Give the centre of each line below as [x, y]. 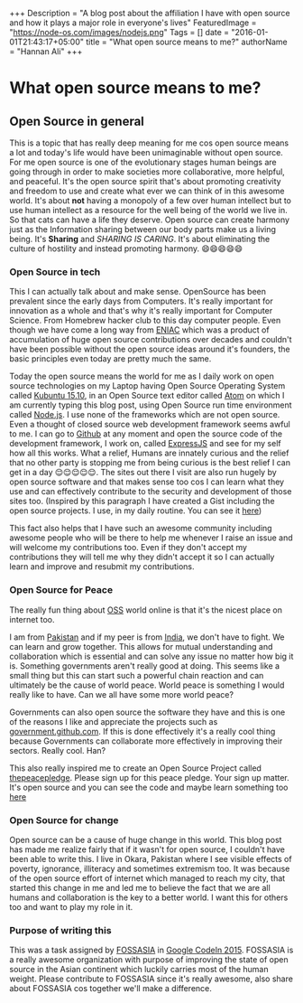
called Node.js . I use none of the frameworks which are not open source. [145, 415]
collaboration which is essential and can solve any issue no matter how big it [151, 656]
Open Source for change [64, 820]
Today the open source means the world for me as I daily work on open [142, 376]
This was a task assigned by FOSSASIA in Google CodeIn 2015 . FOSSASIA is [151, 950]
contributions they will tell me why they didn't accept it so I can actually [142, 557]
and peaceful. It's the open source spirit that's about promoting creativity [145, 181]
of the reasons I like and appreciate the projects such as [114, 721]
